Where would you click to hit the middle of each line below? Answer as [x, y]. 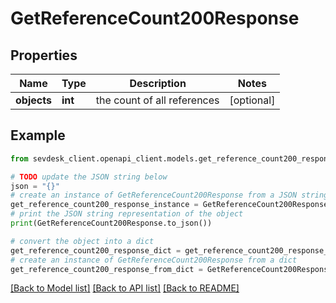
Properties [44, 55]
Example [38, 135]
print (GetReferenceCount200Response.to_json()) [111, 223]
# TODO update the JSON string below [89, 177]
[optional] [252, 100]
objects [33, 100]
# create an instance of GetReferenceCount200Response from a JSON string [169, 195]
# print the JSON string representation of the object [127, 214]
